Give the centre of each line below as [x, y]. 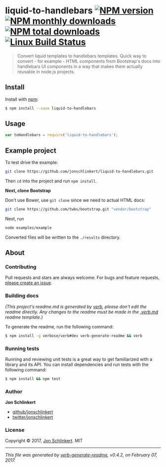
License [15, 430]
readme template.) [24, 317]
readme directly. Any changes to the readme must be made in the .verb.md [82, 311]
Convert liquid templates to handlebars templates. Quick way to [82, 56]
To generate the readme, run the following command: [59, 326]
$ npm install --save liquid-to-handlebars [51, 108]
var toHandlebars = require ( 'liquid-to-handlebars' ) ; [62, 135]
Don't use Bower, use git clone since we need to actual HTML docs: [75, 200]
